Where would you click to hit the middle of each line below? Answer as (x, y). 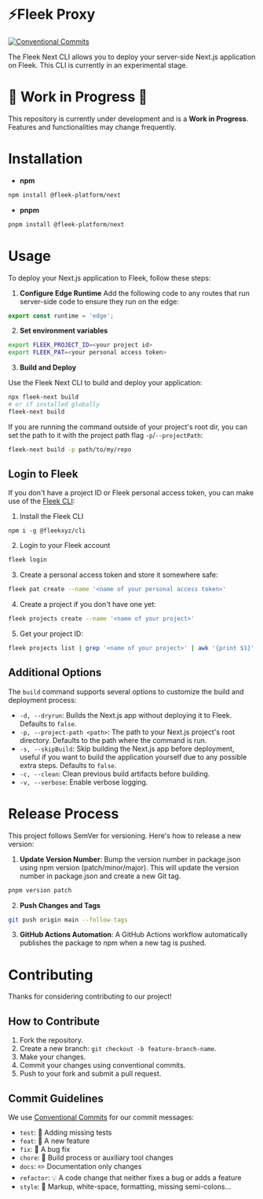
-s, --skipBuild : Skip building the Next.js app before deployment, (127, 748)
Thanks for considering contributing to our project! (90, 997)
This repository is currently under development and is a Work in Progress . (128, 119)
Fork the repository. (51, 1040)
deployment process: (42, 700)
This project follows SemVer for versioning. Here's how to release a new (125, 835)
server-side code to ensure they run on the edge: (99, 301)
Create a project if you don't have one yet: (88, 605)
